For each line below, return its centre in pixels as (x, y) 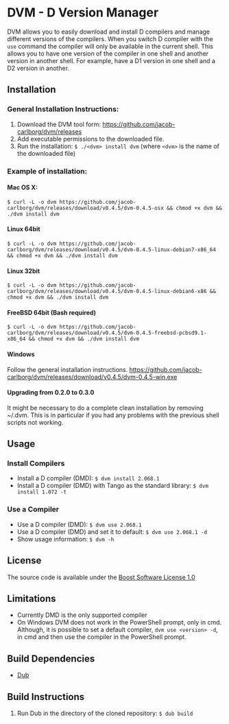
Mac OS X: (23, 187)
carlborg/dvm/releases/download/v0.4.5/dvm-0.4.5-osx (86, 208)
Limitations (32, 598)
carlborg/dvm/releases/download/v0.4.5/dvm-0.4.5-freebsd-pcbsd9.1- (107, 333)
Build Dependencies (51, 658)
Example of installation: (47, 171)
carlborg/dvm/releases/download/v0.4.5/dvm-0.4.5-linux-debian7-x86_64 (111, 249)
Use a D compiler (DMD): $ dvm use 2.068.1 (79, 524)
